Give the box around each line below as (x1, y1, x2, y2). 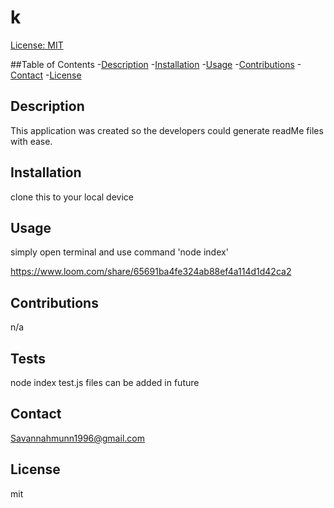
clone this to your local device (10, 191, 134, 203)
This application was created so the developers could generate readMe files (10, 124, 324, 136)
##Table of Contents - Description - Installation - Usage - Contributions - (10, 58, 302, 70)
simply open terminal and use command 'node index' (10, 246, 229, 258)
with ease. (10, 135, 53, 147)
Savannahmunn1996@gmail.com (10, 432, 145, 444)
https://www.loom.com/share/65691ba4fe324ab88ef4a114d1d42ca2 (10, 266, 292, 278)
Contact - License (10, 69, 82, 81)
